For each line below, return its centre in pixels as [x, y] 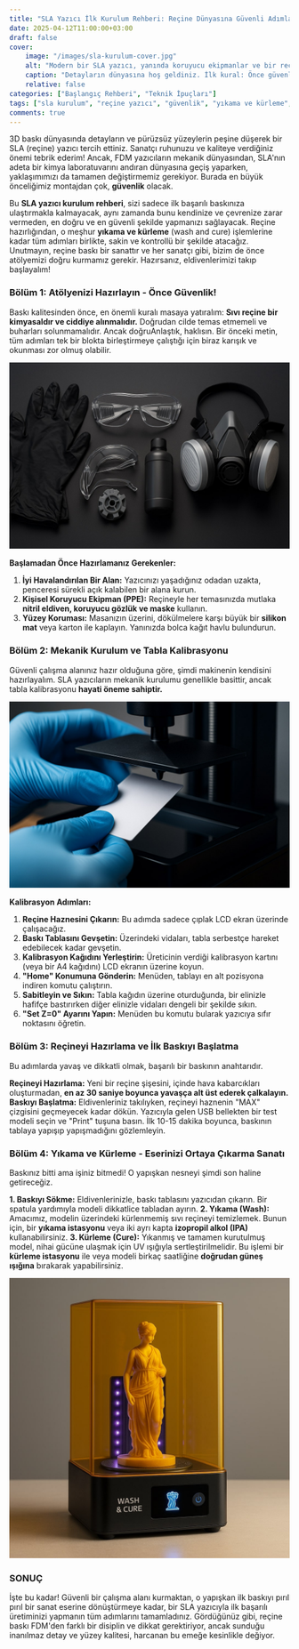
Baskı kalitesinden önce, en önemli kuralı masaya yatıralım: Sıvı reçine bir [144, 312]
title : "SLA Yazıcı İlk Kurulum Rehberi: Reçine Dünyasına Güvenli [137, 19]
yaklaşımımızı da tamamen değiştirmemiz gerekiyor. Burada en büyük [137, 177]
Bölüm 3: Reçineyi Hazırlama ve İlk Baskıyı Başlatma [124, 1047]
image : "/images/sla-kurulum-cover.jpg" [101, 56]
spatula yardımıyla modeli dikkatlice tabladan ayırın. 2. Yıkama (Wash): [139, 1209]
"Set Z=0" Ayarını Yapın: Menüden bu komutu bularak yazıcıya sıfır [146, 1014]
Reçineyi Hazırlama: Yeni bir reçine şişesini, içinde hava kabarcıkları [135, 1083]
